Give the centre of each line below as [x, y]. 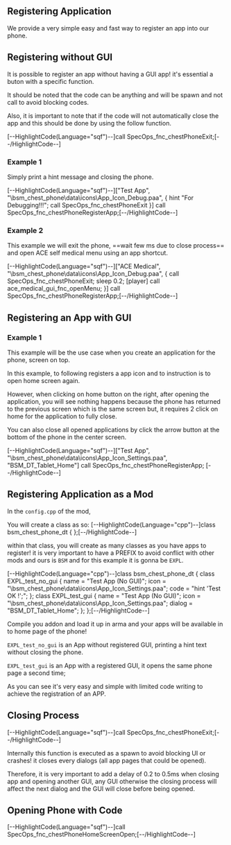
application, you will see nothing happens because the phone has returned [114, 401]
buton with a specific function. [51, 81]
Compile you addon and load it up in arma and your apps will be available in [115, 624]
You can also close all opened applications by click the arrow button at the [113, 429]
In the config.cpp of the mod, [49, 511]
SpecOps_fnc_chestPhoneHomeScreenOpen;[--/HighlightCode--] [102, 835]
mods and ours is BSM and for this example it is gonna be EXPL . [95, 560]
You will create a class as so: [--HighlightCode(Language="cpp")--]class [112, 524]
